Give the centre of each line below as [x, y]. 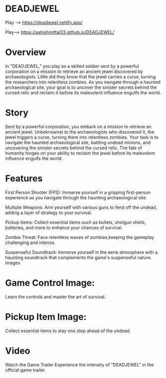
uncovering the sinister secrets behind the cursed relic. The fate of [74, 148]
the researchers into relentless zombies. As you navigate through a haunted [83, 82]
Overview [26, 52]
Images [13, 263]
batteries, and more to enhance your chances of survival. [64, 227]
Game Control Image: [50, 283]
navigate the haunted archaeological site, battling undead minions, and [78, 142]
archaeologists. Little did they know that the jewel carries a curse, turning [81, 77]
